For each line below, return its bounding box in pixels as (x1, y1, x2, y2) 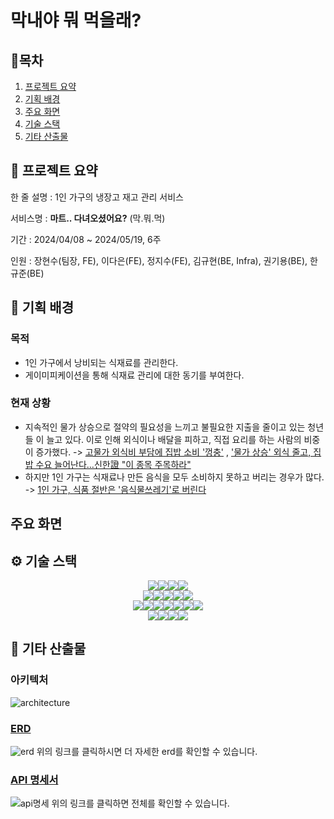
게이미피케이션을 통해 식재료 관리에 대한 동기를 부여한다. (24, 369, 245, 381)
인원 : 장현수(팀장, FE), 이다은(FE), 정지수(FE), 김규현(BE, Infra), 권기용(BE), (10, 254, 308, 266)
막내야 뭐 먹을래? (10, 9, 142, 32)
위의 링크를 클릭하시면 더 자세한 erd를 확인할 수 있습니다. (36, 745, 258, 757)
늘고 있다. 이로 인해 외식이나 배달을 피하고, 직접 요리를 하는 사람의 (46, 433, 302, 445)
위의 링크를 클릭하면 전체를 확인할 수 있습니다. (51, 797, 230, 810)
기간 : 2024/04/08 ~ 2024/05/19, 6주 (10, 233, 162, 245)
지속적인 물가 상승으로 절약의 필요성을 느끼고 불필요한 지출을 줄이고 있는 (24, 421, 306, 433)
